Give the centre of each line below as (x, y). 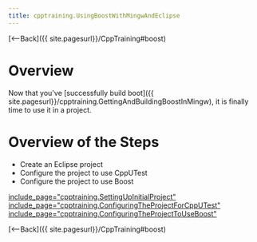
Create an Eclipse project (61, 164)
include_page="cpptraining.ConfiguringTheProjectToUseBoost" (113, 213)
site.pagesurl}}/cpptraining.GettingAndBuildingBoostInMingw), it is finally (128, 101)
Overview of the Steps (84, 142)
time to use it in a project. (50, 109)
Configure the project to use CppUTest (83, 173)
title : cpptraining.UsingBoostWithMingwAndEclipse (94, 16)
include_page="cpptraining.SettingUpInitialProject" (92, 196)
